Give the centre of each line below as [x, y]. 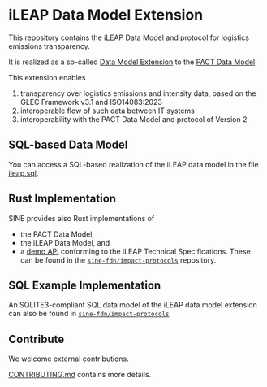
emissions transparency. [50, 46]
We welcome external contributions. [69, 359]
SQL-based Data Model [68, 145]
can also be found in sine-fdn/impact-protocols [89, 314]
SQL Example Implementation [85, 285]
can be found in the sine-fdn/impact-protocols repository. [118, 260]
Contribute [37, 339]
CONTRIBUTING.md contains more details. [80, 375]
